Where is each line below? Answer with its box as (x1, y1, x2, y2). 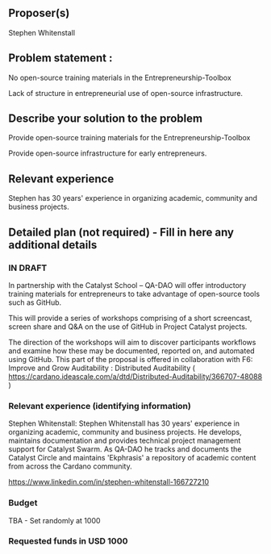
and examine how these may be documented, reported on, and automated (8, 346, 256, 356)
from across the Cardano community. (8, 461, 132, 471)
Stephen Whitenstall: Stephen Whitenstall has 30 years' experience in (8, 419, 240, 428)
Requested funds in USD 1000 (8, 535, 128, 547)
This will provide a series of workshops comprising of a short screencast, (8, 313, 252, 323)
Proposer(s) (8, 6, 70, 20)
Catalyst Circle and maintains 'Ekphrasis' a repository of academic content (8, 453, 256, 463)
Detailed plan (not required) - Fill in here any (8, 225, 235, 239)
